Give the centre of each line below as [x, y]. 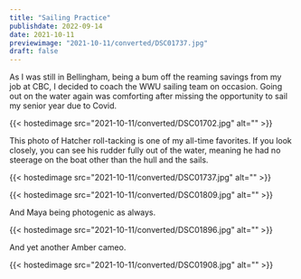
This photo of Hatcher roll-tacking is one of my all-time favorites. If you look [150, 141]
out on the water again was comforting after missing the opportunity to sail [148, 97]
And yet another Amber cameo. [68, 247]
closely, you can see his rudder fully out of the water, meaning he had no [145, 151]
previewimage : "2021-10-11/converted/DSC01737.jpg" [108, 43]
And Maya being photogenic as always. [83, 212]
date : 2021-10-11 [42, 34]
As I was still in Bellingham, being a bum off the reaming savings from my [146, 77]
